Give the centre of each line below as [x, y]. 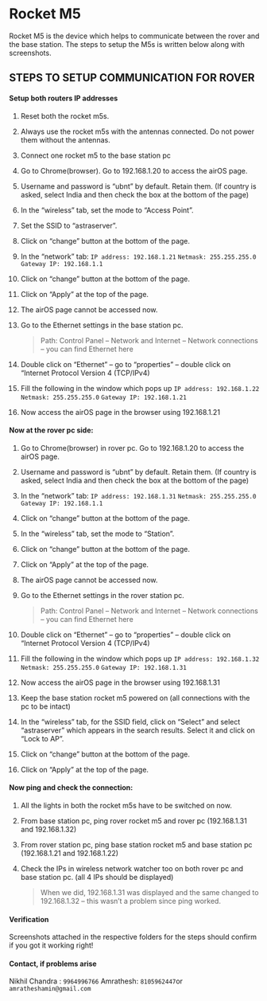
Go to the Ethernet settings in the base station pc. [102, 325]
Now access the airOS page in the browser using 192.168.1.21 [120, 412]
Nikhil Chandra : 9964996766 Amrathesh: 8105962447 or [96, 981]
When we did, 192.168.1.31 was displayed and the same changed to [149, 892]
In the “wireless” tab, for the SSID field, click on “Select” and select [130, 721]
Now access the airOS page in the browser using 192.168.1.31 [120, 682]
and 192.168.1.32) [48, 829]
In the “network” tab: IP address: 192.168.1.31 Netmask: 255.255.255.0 [138, 495]
